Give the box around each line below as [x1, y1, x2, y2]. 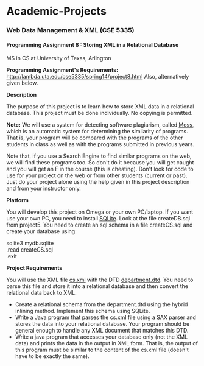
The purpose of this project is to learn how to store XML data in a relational [6, 103, 194, 110]
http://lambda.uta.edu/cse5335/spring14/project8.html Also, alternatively [6, 73, 189, 80]
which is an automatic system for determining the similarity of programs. [6, 128, 188, 135]
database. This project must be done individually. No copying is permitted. [6, 110, 193, 117]
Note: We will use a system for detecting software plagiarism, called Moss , [6, 121, 194, 128]
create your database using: [6, 228, 77, 235]
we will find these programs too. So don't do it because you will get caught [6, 159, 194, 166]
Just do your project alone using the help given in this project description [6, 178, 190, 186]
